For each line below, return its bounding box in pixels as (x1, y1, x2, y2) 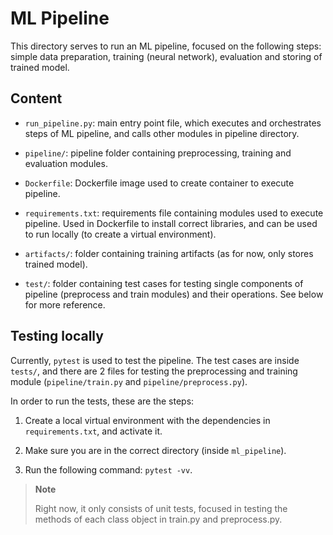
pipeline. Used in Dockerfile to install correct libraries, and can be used (24, 217, 318, 229)
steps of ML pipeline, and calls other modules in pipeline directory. (24, 127, 300, 139)
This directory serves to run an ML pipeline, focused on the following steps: (10, 40, 322, 52)
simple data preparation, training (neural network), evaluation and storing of (10, 50, 323, 62)
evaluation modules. (24, 157, 108, 169)
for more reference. (24, 298, 106, 311)
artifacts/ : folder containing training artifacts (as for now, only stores (24, 247, 314, 259)
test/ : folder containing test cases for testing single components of (24, 277, 304, 289)
